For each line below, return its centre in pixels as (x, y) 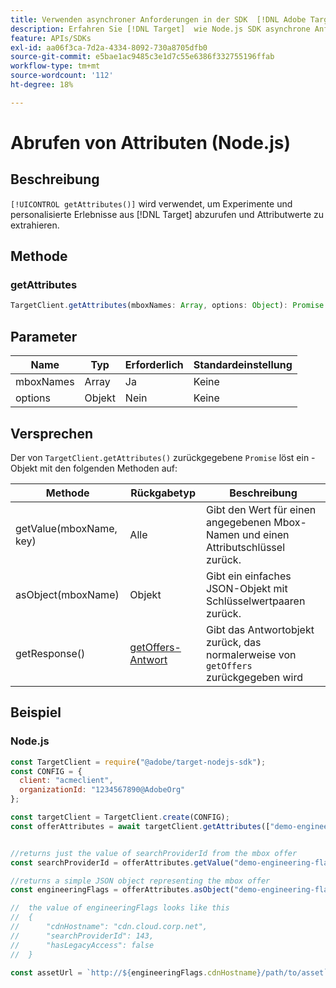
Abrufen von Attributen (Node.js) (151, 142)
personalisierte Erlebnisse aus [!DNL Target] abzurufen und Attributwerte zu (167, 214)
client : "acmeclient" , (66, 781)
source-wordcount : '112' (62, 76)
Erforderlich (154, 365)
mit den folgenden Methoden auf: (108, 468)
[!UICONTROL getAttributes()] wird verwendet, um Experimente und (151, 203)
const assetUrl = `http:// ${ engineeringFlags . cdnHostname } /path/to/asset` (169, 972)
